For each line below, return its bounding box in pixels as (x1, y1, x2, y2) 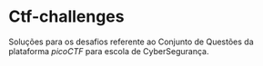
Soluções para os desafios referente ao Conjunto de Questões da (8, 36, 254, 47)
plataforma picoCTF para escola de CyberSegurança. (8, 45, 209, 56)
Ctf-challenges (8, 6, 125, 27)
